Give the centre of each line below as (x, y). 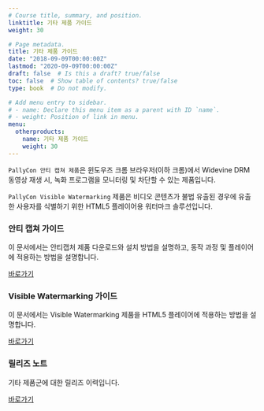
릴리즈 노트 (28, 364)
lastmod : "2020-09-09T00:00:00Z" (63, 67)
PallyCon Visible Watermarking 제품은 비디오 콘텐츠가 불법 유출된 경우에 (123, 196)
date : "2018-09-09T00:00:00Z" (58, 59)
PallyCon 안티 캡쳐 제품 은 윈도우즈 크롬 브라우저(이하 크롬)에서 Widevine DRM (129, 169)
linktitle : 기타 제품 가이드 (50, 23)
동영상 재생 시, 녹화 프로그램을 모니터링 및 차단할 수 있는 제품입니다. (112, 180)
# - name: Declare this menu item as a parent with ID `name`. (114, 110)
